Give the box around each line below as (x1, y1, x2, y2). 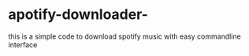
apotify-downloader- (8, 6, 148, 24)
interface (8, 39, 38, 49)
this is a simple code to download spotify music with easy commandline (8, 32, 242, 41)
